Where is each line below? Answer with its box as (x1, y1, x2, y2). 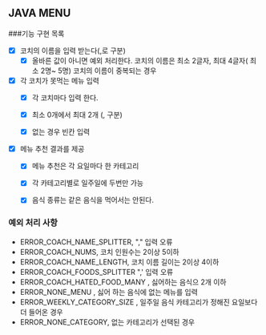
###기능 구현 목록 (8, 28, 65, 38)
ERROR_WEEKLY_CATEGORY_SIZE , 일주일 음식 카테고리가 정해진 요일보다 (19, 297, 258, 307)
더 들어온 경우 (19, 307, 63, 317)
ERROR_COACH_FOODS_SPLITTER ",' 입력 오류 (19, 267, 174, 276)
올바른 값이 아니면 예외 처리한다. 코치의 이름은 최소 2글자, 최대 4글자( (31, 55, 248, 65)
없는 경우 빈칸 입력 (31, 127, 91, 137)
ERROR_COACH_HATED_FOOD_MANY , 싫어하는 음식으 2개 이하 (19, 276, 227, 287)
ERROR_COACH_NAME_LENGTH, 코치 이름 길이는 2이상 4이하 (19, 256, 220, 267)
